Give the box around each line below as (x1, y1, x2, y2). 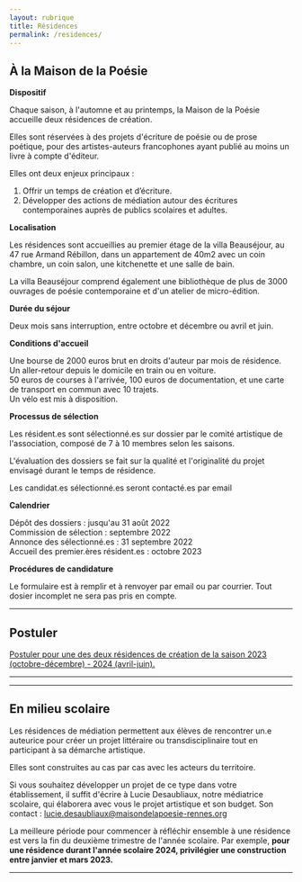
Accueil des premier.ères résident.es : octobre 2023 (9, 546, 202, 557)
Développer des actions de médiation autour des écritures (22, 195, 238, 206)
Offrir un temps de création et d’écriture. (22, 185, 173, 196)
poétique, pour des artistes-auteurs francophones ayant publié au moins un (9, 141, 290, 152)
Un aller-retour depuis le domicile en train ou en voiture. (9, 365, 217, 376)
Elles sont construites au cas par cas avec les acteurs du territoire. (9, 761, 256, 772)
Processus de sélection (9, 411, 99, 422)
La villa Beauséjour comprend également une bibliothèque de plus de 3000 (9, 276, 288, 287)
